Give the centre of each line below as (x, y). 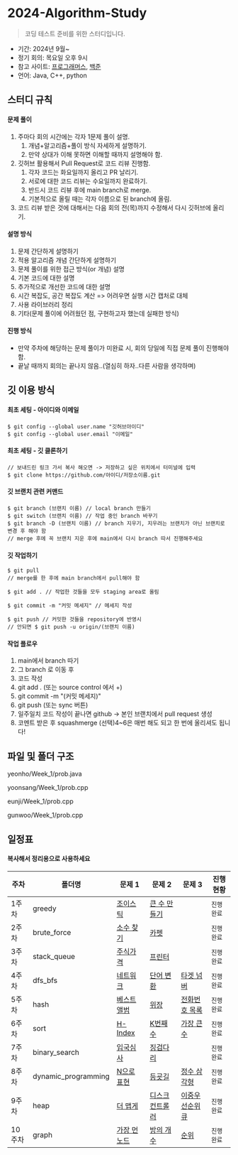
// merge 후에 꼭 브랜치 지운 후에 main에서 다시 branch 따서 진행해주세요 (105, 538)
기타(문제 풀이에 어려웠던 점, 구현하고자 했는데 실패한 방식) (98, 313)
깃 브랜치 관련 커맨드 (35, 492)
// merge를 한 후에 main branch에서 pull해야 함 (74, 578)
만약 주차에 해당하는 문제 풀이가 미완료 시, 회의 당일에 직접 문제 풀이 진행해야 (123, 348)
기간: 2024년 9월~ (43, 48)
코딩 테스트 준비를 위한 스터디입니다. (75, 33)
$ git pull (23, 571)
